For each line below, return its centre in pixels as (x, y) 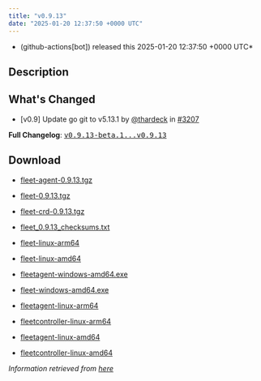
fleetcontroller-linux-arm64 (66, 321)
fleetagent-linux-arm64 (59, 306)
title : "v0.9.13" (38, 16)
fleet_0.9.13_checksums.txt (65, 227)
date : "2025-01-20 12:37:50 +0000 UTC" (76, 24)
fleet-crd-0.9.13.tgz (52, 211)
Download (34, 160)
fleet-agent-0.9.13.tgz (56, 180)
